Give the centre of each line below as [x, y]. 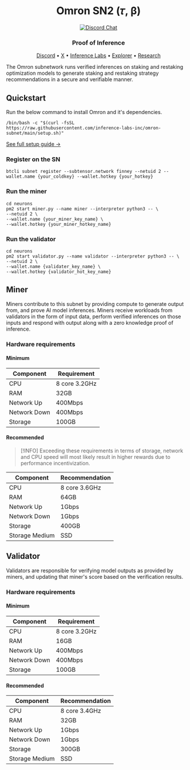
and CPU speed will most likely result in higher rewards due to [95, 457]
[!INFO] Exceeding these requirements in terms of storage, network [102, 451]
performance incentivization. [55, 464]
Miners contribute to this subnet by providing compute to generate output [95, 304]
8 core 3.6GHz [81, 488]
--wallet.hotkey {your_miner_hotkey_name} [59, 224]
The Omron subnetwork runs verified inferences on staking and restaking [95, 67]
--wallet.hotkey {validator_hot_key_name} [59, 272]
